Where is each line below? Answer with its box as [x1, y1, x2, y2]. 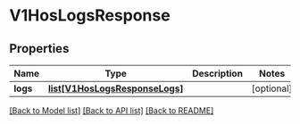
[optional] [251, 82, 293, 95]
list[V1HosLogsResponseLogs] [47, 82, 184, 95]
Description [191, 68, 244, 79]
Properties [9, 41, 70, 56]
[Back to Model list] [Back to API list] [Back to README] [9, 105, 214, 116]
